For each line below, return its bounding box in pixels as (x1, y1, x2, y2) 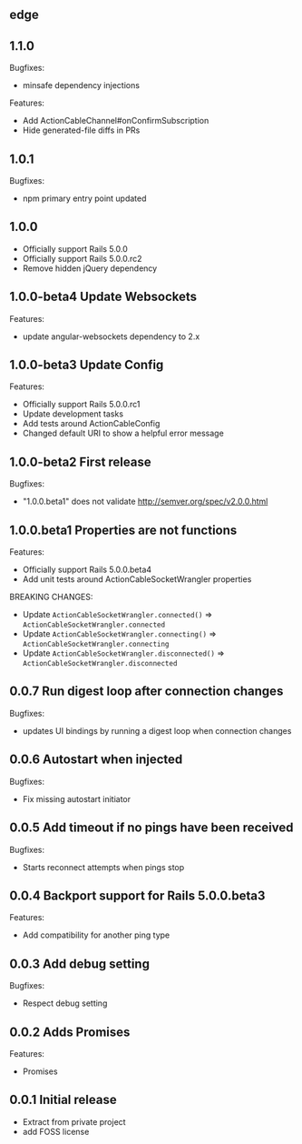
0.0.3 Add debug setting (9, 956, 150, 971)
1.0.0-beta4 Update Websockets (9, 289, 198, 305)
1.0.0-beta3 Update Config (9, 357, 164, 373)
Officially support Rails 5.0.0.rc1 (22, 399, 141, 410)
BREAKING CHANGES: (9, 591, 93, 603)
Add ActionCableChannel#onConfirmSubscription (22, 115, 209, 126)
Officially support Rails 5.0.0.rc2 (22, 253, 142, 264)
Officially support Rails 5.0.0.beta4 (22, 564, 152, 576)
